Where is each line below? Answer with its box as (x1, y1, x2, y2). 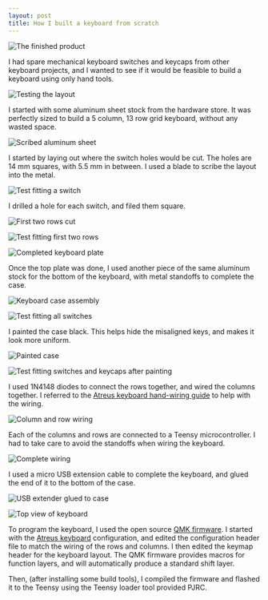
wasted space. (8, 122, 57, 131)
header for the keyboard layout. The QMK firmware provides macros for (8, 550, 246, 559)
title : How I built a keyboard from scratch (8, 19, 159, 27)
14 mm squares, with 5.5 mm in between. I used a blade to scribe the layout (8, 161, 257, 171)
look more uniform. (8, 335, 71, 344)
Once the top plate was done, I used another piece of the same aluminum (8, 263, 250, 272)
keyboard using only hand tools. (8, 74, 114, 83)
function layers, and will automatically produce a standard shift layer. (8, 558, 235, 568)
